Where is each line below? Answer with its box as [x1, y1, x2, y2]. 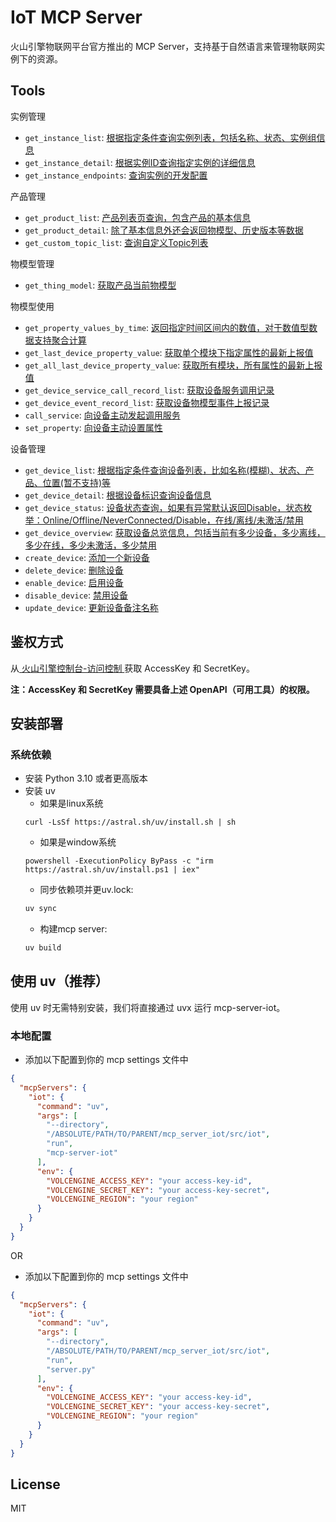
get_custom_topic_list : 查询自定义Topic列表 [24, 236, 209, 248]
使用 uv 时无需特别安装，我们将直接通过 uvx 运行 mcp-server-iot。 [10, 1001, 286, 1013]
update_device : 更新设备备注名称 [24, 601, 159, 613]
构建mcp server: [39, 923, 108, 935]
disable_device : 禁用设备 [24, 589, 129, 601]
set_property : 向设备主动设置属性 [24, 421, 163, 433]
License [10, 1476, 61, 1493]
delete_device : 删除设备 [24, 564, 124, 576]
